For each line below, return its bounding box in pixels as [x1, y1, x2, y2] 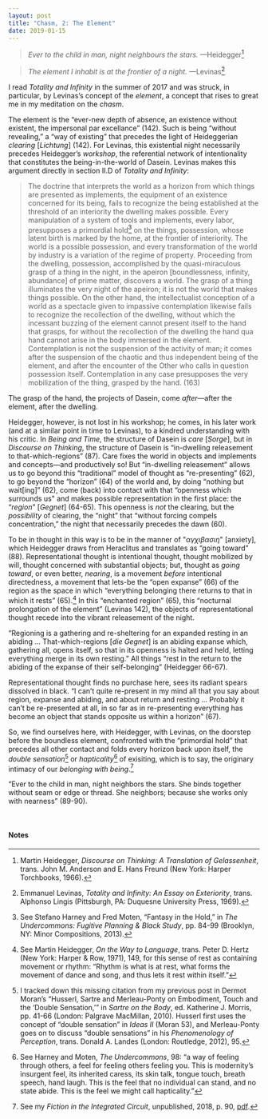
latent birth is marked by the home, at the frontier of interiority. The [27, 234, 249, 243]
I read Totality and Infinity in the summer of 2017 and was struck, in [8, 82, 230, 92]
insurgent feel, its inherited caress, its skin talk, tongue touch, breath [19, 1069, 246, 1078]
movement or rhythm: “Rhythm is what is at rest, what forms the [19, 961, 231, 971]
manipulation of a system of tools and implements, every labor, [27, 215, 235, 225]
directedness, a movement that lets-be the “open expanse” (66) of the [8, 577, 239, 587]
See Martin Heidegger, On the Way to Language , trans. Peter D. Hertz [19, 945, 250, 954]
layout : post [8, 11, 52, 20]
